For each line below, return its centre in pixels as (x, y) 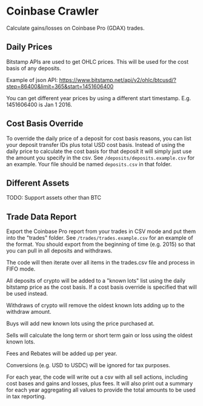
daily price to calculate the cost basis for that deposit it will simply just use (99, 151)
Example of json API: (32, 80)
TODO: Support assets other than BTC (54, 198)
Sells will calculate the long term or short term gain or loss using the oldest (99, 336)
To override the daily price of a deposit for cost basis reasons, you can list (99, 138)
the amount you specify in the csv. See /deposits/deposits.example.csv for (101, 157)
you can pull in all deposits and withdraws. (59, 251)
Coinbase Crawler (52, 11)
